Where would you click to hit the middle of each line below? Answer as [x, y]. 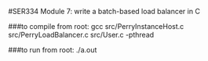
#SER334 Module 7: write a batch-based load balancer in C [104, 11]
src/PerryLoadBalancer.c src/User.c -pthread [81, 35]
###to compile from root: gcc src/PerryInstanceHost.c [96, 26]
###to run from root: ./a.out [53, 50]
